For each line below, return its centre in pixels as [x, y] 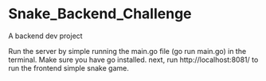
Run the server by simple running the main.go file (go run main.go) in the [127, 51]
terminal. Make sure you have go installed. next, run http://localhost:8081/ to [133, 60]
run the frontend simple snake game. [68, 67]
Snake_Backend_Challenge [100, 14]
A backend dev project [45, 36]
